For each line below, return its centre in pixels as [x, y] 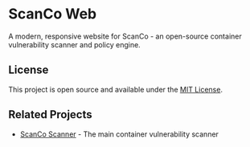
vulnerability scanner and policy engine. [74, 44]
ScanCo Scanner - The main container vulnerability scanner [119, 134]
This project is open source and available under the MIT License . [116, 89]
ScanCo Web [53, 14]
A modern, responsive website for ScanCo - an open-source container [125, 36]
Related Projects [50, 114]
